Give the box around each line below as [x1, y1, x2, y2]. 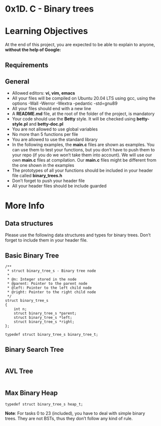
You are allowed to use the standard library [12, 137, 98, 143]
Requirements [5, 61, 48, 69]
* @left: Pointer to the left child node [7, 285, 92, 291]
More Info [5, 200, 45, 211]
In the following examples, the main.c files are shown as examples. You [12, 142, 155, 147]
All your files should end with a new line [12, 106, 91, 112]
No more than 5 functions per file [12, 131, 78, 137]
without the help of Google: [5, 47, 61, 53]
